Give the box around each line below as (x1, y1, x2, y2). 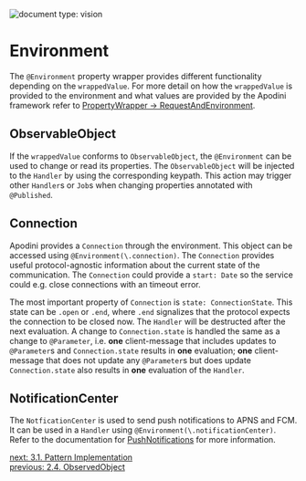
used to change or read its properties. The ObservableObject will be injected (9, 160, 295, 171)
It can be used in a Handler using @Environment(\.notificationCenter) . (9, 424, 277, 435)
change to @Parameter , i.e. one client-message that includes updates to (9, 335, 277, 346)
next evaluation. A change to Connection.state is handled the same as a (9, 325, 280, 337)
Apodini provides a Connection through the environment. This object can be (9, 240, 293, 251)
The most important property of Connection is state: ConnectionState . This (9, 297, 293, 308)
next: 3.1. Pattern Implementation (9, 452, 133, 463)
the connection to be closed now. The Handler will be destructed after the (9, 316, 286, 327)
